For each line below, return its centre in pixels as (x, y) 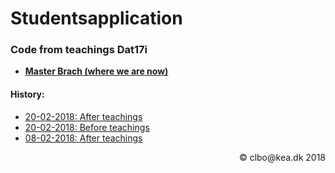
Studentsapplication (96, 18)
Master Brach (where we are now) (96, 71)
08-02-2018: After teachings (83, 138)
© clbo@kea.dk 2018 (282, 157)
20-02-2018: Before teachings (87, 127)
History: (27, 94)
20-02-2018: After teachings (83, 116)
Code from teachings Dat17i (79, 50)
